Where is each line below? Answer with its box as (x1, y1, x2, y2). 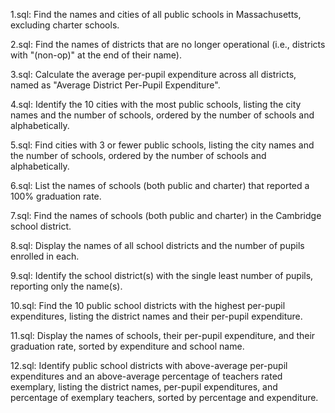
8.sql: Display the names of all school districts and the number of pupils (10, 240, 305, 251)
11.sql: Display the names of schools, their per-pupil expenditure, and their (10, 330, 316, 341)
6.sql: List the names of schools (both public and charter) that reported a (10, 180, 310, 191)
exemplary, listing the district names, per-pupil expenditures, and (10, 381, 278, 393)
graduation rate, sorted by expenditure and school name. (10, 340, 245, 352)
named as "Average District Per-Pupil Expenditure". (10, 79, 221, 91)
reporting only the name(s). (10, 280, 123, 292)
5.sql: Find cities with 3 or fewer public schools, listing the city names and (10, 139, 315, 151)
